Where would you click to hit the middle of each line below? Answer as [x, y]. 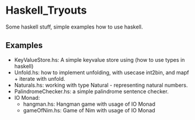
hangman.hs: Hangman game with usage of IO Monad [89, 104]
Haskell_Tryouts [46, 10]
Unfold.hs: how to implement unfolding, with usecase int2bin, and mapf [102, 72]
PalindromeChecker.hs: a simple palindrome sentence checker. [91, 91]
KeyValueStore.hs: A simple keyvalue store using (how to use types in [100, 59]
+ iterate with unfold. [40, 78]
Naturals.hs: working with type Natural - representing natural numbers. [101, 85]
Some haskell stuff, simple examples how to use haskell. [74, 27]
